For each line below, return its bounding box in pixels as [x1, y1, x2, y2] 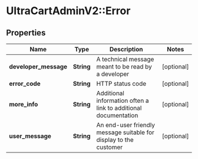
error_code [9, 80, 41, 87]
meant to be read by [96, 63, 152, 70]
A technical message [96, 55, 154, 63]
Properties [6, 28, 46, 38]
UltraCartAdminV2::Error [6, 4, 131, 18]
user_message [9, 132, 52, 140]
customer [96, 143, 123, 151]
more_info [9, 100, 38, 108]
